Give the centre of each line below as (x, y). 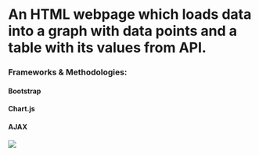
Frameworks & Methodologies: (68, 72)
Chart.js (22, 109)
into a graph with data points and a (122, 31)
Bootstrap (25, 91)
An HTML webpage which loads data (130, 15)
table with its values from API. (108, 48)
